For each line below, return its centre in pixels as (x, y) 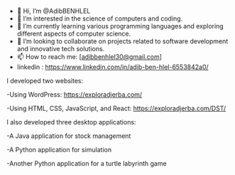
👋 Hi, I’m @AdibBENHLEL (54, 11)
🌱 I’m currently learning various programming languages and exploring (120, 26)
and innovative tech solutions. (61, 49)
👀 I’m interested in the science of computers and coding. (100, 18)
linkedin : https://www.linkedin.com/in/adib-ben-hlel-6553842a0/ (113, 67)
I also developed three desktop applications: (71, 122)
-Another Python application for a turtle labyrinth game (87, 163)
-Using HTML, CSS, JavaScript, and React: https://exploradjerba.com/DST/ (116, 108)
